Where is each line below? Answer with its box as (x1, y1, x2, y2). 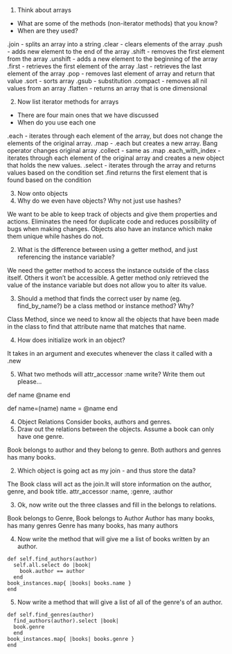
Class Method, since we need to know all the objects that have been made (7, 315, 220, 323)
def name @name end (7, 391, 71, 399)
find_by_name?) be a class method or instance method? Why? (17, 302, 195, 310)
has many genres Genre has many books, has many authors (7, 522, 179, 529)
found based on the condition (7, 176, 91, 184)
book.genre (13, 624, 45, 630)
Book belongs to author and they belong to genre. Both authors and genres (7, 446, 222, 454)
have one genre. (17, 433, 64, 440)
